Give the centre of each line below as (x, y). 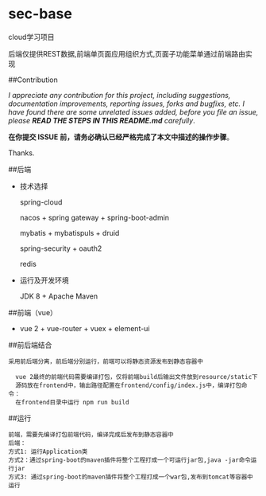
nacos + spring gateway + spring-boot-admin (94, 217)
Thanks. (21, 153)
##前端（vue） (33, 312)
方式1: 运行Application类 (48, 451)
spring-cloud (41, 202)
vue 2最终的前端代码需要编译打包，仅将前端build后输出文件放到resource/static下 (137, 377)
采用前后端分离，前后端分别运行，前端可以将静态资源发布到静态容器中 (106, 361)
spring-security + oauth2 (61, 248)
